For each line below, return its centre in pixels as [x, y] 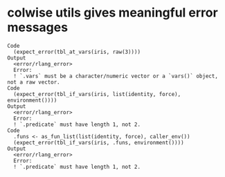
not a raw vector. [34, 82]
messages [37, 27]
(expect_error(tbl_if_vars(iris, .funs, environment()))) [99, 142]
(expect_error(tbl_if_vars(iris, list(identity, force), [97, 94]
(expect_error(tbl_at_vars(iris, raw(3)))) [77, 52]
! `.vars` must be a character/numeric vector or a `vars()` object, [116, 76]
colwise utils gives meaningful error [112, 13]
